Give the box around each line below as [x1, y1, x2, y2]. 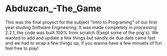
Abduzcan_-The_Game [5, 3, 102, 14]
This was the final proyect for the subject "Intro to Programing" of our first [5, 19, 157, 25]
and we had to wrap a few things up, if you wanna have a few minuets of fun [5, 40, 162, 46]
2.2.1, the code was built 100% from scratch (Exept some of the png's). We [5, 29, 159, 35]
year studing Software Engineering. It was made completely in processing [5, 24, 157, 30]
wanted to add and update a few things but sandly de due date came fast [5, 35, 156, 41]
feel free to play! [5, 45, 39, 51]
